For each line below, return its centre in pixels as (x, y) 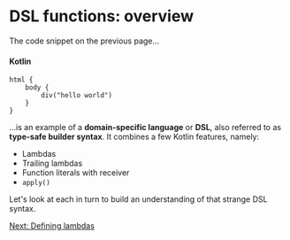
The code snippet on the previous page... (84, 41)
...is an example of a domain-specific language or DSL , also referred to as (145, 128)
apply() (36, 183)
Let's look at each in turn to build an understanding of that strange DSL (138, 199)
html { (21, 80)
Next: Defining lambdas (52, 226)
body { (37, 88)
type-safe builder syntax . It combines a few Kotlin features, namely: (134, 137)
